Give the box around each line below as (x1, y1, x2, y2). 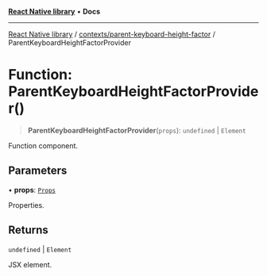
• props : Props (8, 185, 56, 194)
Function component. (8, 140, 78, 150)
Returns (8, 224, 49, 237)
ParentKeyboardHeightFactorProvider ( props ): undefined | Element (27, 125, 246, 135)
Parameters (8, 164, 68, 178)
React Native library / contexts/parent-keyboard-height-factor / (8, 29, 216, 39)
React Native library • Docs (8, 7, 101, 16)
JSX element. (8, 259, 52, 269)
